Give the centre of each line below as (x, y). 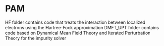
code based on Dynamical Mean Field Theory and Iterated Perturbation (78, 33)
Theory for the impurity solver (36, 38)
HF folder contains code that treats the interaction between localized (75, 22)
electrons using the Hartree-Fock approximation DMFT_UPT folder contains (82, 27)
